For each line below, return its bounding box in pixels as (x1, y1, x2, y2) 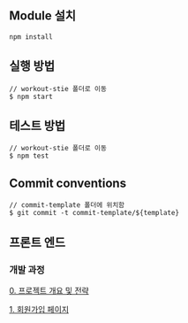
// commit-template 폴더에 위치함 (9, 201, 125, 210)
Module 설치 (9, 8, 77, 24)
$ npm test (9, 151, 49, 161)
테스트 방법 (9, 119, 66, 134)
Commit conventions (9, 175, 126, 190)
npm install (9, 32, 53, 42)
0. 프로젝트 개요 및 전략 (9, 285, 90, 296)
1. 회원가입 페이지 (9, 304, 69, 314)
